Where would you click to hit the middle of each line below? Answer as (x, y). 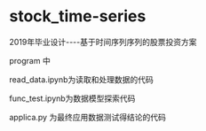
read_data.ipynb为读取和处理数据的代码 (81, 79)
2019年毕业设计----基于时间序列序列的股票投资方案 (103, 42)
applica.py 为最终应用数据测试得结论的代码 (87, 117)
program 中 (30, 60)
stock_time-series (78, 16)
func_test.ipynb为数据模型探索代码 (72, 98)
